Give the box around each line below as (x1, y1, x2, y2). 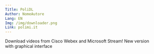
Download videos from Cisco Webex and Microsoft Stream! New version (5, 38, 149, 44)
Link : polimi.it (5, 25, 38, 30)
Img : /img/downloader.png (5, 20, 57, 26)
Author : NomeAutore (5, 12, 45, 16)
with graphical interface (5, 43, 52, 49)
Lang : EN (5, 16, 23, 21)
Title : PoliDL (5, 7, 34, 12)
